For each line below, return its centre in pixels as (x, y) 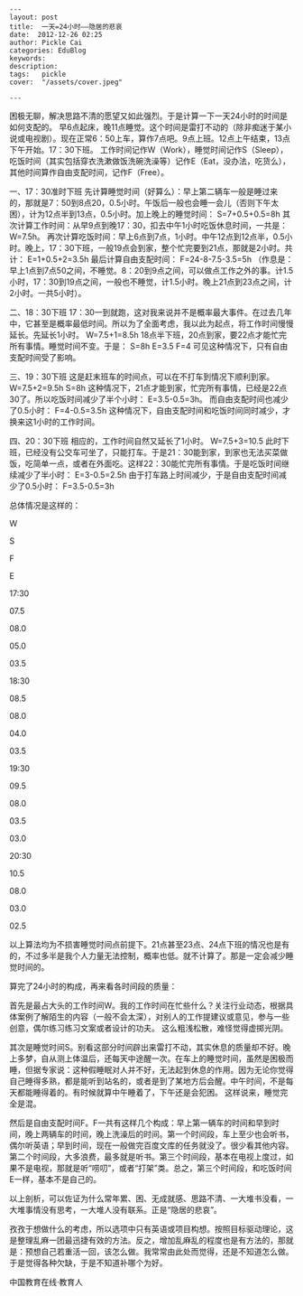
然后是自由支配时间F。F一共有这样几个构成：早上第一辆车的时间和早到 (141, 1123)
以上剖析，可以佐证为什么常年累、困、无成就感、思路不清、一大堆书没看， (147, 1198)
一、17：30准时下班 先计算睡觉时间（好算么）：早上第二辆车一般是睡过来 (144, 191)
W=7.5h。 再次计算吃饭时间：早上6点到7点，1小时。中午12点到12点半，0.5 (147, 237)
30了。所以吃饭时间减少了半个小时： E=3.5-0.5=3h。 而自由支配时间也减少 (149, 399)
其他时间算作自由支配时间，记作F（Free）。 (89, 172)
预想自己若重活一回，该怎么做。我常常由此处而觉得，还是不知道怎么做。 (159, 1251)
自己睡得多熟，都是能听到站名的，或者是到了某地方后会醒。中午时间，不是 (147, 1081)
